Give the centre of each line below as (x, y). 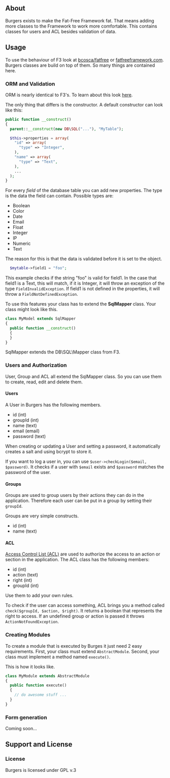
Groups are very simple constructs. (42, 516)
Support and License (39, 745)
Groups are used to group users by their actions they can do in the (75, 495)
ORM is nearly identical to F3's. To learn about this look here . (69, 95)
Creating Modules (28, 635)
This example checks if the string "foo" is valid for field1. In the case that (81, 278)
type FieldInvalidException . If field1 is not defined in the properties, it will (82, 289)
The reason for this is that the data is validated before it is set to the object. (84, 259)
